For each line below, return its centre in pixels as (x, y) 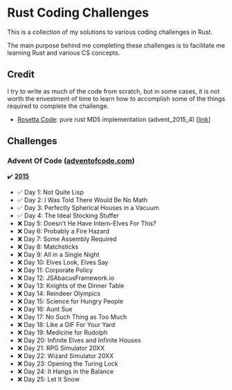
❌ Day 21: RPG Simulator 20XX (61, 348)
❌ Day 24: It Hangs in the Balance (65, 371)
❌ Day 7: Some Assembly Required (67, 239)
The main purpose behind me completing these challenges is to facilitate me (116, 45)
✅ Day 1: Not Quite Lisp (51, 193)
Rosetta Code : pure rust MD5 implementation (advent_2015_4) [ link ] (114, 119)
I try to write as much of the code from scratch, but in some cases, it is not (114, 91)
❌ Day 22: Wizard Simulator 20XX (65, 356)
